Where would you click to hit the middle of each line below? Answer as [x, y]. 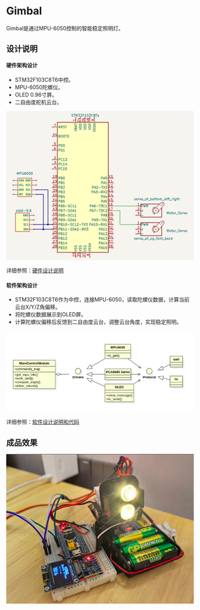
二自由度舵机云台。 [38, 102]
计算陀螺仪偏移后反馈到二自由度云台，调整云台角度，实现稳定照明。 [98, 322]
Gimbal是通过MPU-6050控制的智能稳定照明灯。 [65, 28]
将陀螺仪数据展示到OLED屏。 [50, 315]
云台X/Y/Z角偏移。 [37, 307]
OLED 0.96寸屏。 [36, 94]
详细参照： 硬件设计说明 [35, 270]
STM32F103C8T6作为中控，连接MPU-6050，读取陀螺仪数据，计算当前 [102, 300]
